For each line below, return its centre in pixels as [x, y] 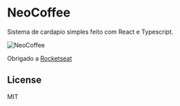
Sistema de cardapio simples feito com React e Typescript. [90, 32]
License [24, 80]
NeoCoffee [39, 13]
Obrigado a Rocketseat [40, 58]
